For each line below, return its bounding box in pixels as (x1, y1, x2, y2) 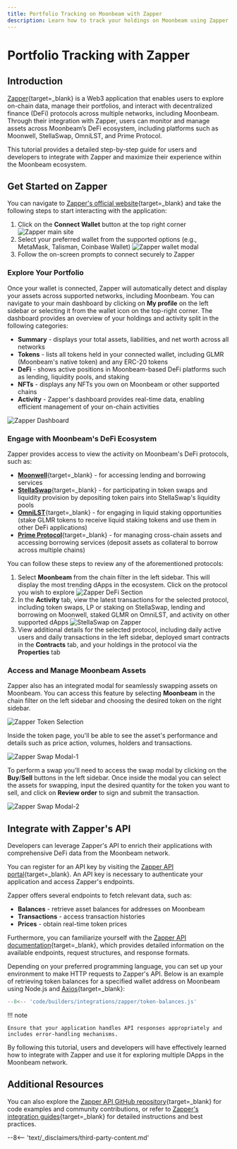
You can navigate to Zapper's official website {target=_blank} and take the (7, 199, 221, 208)
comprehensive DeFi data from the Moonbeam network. (7, 849, 171, 857)
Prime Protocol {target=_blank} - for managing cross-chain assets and (17, 530, 222, 539)
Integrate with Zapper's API (7, 823, 131, 835)
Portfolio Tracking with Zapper (7, 47, 190, 63)
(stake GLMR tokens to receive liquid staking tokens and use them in (17, 515, 217, 524)
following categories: (7, 321, 68, 330)
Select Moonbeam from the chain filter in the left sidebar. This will (17, 572, 210, 582)
